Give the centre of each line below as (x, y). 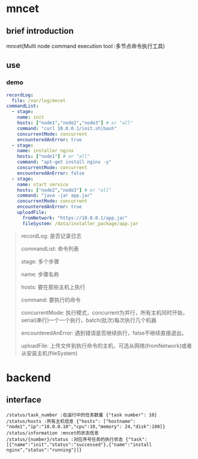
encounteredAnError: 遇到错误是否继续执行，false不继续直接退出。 (104, 333)
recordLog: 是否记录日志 (51, 236)
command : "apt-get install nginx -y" (64, 162)
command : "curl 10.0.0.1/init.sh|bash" (67, 128)
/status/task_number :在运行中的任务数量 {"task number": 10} (82, 415)
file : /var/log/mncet (39, 100)
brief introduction (40, 31)
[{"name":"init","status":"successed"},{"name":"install (79, 445)
